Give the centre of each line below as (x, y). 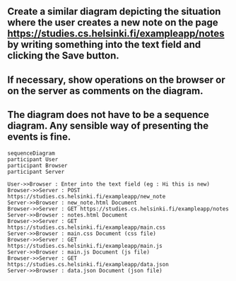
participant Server (36, 172)
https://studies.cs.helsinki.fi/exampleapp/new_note (87, 196)
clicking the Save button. (64, 56)
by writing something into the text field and (104, 45)
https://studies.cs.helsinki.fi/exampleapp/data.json (88, 264)
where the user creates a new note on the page (113, 23)
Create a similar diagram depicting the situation (114, 12)
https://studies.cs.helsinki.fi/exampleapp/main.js (85, 246)
